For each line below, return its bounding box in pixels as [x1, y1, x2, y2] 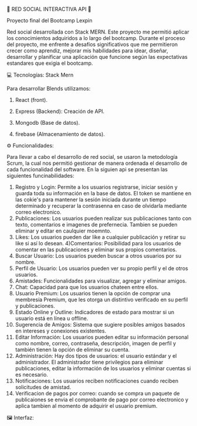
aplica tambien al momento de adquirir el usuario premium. [15, 402, 158, 409]
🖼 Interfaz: [6, 414, 34, 421]
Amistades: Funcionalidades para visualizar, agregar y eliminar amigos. [15, 277, 187, 284]
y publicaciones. [15, 302, 55, 309]
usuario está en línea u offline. [15, 315, 89, 322]
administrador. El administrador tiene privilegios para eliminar [15, 359, 164, 365]
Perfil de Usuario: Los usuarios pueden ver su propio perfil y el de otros [15, 265, 188, 272]
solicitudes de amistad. [15, 384, 72, 391]
